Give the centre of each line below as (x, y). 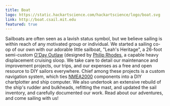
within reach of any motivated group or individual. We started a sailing (79, 44)
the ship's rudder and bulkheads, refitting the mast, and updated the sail (81, 88)
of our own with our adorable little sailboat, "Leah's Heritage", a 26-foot (87, 49)
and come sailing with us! (32, 98)
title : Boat (18, 10)
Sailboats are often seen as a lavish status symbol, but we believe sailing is (84, 39)
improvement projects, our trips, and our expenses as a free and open (79, 66)
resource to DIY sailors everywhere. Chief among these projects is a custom (85, 71)
